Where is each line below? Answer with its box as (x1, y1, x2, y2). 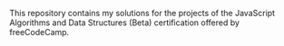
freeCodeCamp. (9, 27, 70, 37)
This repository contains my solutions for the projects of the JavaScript (9, 8, 275, 18)
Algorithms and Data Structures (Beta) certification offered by (9, 17, 240, 28)
